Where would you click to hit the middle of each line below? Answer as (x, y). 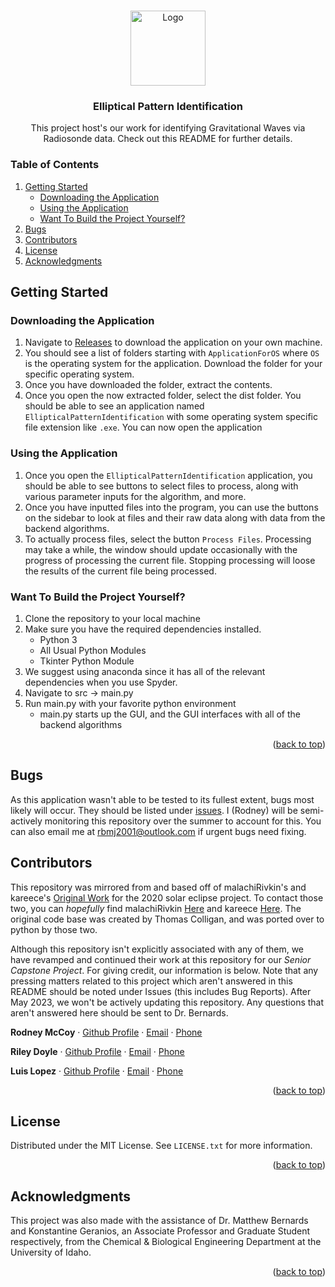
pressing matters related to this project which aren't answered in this (151, 981)
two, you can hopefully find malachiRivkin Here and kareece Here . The (156, 908)
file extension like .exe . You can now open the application (143, 427)
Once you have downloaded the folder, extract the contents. (148, 385)
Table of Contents (55, 165)
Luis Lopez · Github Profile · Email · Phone (97, 1071)
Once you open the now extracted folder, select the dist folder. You (163, 396)
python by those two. (54, 929)
